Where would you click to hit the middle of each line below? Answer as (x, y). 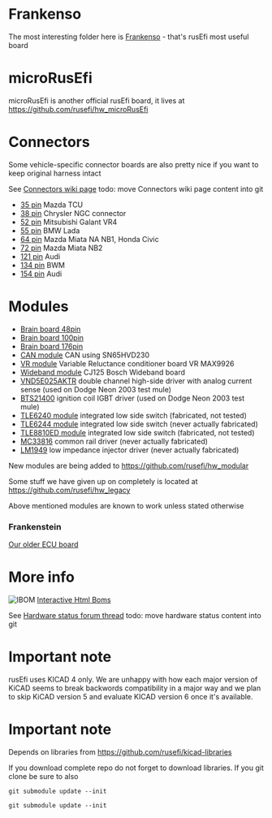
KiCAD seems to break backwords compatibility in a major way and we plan (135, 688)
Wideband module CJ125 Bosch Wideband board (102, 372)
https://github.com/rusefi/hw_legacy (69, 490)
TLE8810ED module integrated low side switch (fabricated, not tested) (137, 432)
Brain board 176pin (52, 346)
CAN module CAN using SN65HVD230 (85, 355)
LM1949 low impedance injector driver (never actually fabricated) (130, 450)
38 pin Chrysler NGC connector (73, 213)
